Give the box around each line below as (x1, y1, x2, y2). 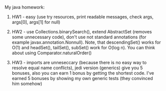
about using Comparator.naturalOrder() (11, 50, 92, 56)
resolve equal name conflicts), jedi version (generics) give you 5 (11, 65, 143, 71)
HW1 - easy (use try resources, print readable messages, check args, (11, 14, 154, 19)
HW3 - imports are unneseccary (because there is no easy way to (11, 60, 147, 65)
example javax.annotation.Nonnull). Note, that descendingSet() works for (11, 39, 162, 45)
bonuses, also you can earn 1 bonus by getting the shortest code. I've (11, 70, 154, 76)
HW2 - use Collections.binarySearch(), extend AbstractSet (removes (11, 29, 152, 34)
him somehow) (11, 81, 43, 87)
